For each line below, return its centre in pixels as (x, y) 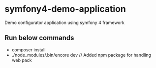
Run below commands (39, 38)
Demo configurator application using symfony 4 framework (65, 23)
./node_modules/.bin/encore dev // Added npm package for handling (81, 55)
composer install (29, 49)
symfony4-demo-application (65, 9)
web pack (22, 60)
